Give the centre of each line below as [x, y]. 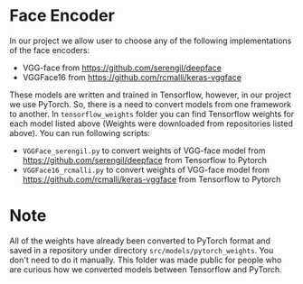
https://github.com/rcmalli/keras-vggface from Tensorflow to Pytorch [151, 179]
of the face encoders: [50, 50]
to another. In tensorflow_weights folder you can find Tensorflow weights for [152, 114]
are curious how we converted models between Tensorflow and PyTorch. [146, 269]
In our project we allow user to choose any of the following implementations [151, 41]
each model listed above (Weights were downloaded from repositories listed [151, 124]
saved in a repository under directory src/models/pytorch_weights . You [142, 250]
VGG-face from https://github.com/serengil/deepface [122, 68]
